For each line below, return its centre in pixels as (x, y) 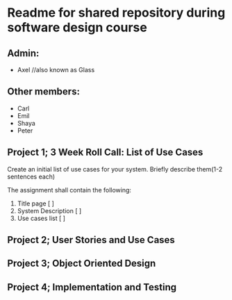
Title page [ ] (35, 203)
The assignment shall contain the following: (69, 190)
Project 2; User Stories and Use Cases (91, 240)
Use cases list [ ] (41, 218)
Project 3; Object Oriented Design (82, 264)
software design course (77, 27)
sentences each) (31, 176)
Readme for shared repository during (116, 13)
